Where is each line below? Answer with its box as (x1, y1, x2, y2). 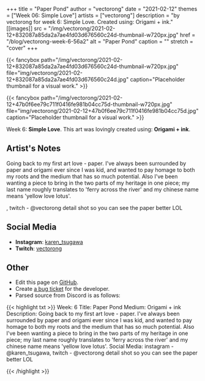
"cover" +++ (6, 44, 38, 52)
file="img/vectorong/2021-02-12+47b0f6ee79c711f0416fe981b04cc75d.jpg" (6, 107, 199, 114)
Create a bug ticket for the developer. (15, 285, 110, 293)
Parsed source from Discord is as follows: (15, 291, 121, 299)
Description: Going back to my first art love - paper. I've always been (6, 310, 180, 318)
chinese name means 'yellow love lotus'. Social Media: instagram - (6, 343, 174, 350)
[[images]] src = (6, 25, 47, 32)
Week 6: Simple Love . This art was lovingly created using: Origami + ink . (6, 126, 191, 133)
